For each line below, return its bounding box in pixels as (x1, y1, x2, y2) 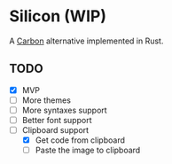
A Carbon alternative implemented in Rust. (9, 35, 164, 46)
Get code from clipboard (35, 135, 126, 145)
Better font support (21, 114, 92, 125)
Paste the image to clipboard (35, 144, 141, 156)
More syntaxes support (21, 105, 108, 115)
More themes (21, 95, 71, 105)
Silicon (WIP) (9, 6, 106, 27)
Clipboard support (21, 125, 90, 135)
